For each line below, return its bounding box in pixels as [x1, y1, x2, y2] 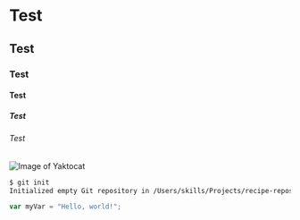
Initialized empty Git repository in [9, 186, 150, 195]
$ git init [9, 178, 50, 187]
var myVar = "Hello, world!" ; [9, 202, 122, 211]
